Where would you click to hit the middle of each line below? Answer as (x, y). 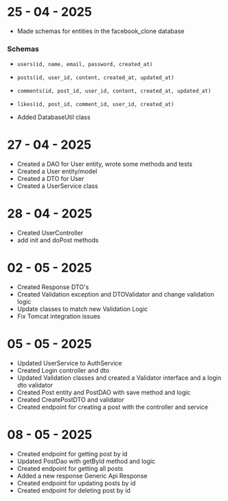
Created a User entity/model (57, 171)
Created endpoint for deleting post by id (73, 490)
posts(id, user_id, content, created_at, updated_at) (95, 78)
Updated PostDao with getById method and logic (86, 461)
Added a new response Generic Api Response (82, 476)
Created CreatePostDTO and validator (71, 399)
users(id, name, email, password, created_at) (85, 65)
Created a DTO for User (50, 179)
